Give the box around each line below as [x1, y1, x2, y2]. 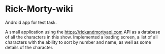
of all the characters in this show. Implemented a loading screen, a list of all [5, 34, 158, 40]
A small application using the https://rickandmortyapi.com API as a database [5, 29, 161, 35]
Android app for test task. [5, 19, 57, 25]
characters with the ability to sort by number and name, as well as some [5, 39, 151, 45]
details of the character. [5, 44, 54, 50]
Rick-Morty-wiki [5, 3, 73, 15]
